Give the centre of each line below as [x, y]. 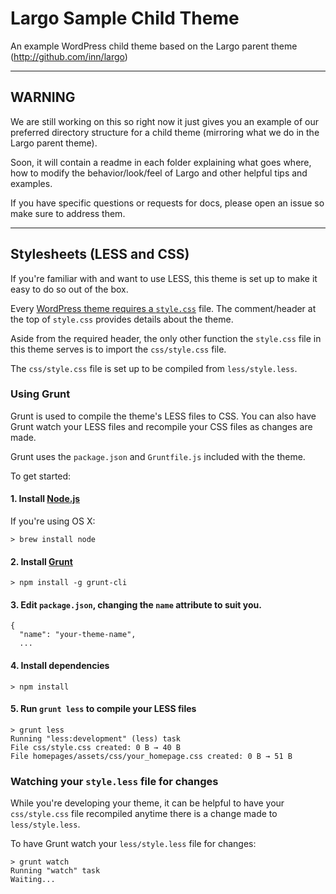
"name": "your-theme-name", [78, 635]
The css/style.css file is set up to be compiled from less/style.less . [154, 368]
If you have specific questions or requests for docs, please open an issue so [167, 203]
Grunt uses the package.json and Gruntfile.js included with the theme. [158, 456]
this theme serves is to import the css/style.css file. [118, 349]
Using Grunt [40, 394]
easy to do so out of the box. [69, 289]
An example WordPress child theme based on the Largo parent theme [154, 46]
